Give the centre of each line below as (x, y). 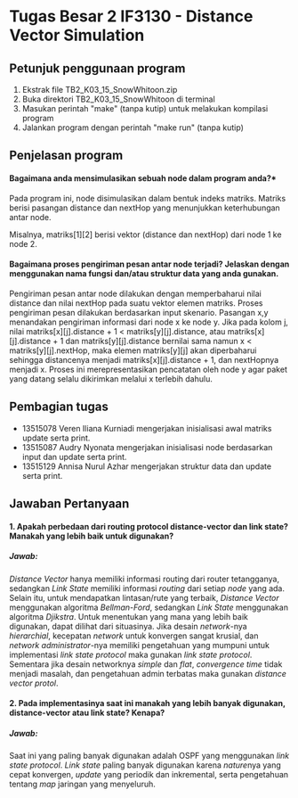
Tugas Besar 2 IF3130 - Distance (131, 16)
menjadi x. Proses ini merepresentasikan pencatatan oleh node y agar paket (148, 369)
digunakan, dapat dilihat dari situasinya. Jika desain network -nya (128, 626)
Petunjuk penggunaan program (97, 68)
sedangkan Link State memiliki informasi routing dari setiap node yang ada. (147, 588)
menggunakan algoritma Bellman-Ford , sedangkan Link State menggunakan (149, 607)
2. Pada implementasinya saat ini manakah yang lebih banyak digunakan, (148, 703)
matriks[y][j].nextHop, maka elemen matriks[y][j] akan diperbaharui (133, 350)
